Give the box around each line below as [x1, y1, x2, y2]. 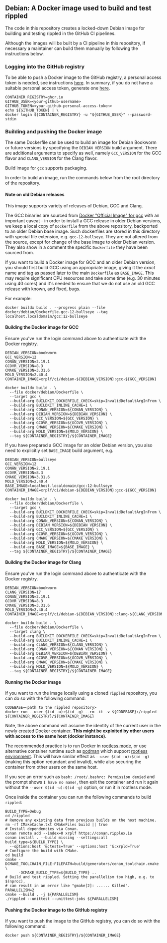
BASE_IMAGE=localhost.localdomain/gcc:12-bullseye [5, 483, 112, 488]
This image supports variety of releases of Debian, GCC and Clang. [5, 202, 143, 209]
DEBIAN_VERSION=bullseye [5, 457, 57, 462]
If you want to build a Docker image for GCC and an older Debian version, [5, 259, 156, 265]
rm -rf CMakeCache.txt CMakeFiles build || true [5, 822, 108, 827]
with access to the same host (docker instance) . [5, 733, 107, 739]
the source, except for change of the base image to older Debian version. [5, 239, 156, 245]
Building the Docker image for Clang [5, 559, 82, 565]
